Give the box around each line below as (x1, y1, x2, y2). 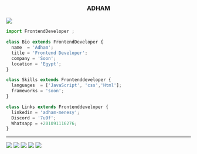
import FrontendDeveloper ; (6, 28, 75, 35)
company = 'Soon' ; (11, 55, 57, 61)
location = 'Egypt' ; (11, 61, 62, 67)
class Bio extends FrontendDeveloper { (6, 39, 104, 45)
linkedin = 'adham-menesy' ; (11, 109, 80, 115)
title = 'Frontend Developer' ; (11, 50, 88, 56)
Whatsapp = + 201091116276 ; (11, 120, 77, 126)
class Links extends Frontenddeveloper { (6, 104, 109, 110)
